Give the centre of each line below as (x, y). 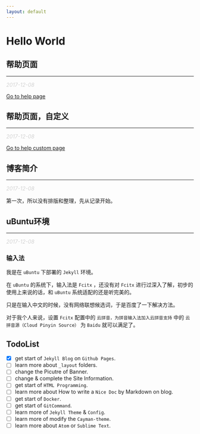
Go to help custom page (36, 148)
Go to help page (26, 96)
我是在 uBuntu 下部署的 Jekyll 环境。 (51, 272)
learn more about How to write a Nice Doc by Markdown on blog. (94, 392)
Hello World (36, 41)
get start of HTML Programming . (51, 385)
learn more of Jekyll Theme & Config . (60, 412)
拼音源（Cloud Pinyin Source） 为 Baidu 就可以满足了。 (72, 325)
